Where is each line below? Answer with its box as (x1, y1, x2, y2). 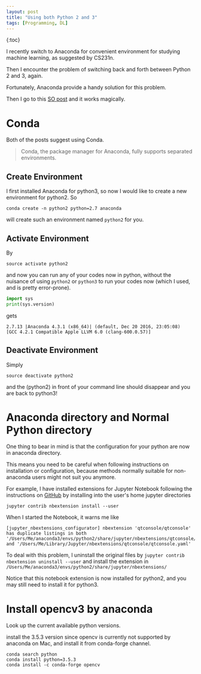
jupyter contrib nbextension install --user (6, 503, 119, 509)
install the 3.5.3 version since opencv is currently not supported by (6, 633, 171, 641)
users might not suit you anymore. (32, 474, 117, 481)
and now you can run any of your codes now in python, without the (6, 271, 172, 279)
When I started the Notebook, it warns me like (6, 513, 120, 521)
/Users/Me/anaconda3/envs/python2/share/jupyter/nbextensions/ (6, 564, 167, 570)
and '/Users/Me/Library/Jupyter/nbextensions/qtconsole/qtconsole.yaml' (6, 541, 191, 547)
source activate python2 (6, 261, 68, 267)
